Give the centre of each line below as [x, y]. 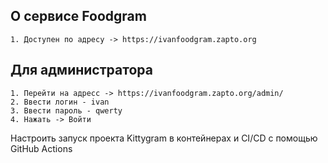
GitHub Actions [41, 148]
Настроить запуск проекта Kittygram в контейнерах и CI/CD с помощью [164, 138]
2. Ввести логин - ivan [60, 102]
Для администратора [81, 70]
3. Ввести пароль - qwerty [66, 110]
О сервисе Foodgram [78, 16]
